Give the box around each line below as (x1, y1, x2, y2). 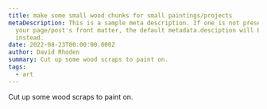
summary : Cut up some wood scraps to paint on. (8, 56, 169, 64)
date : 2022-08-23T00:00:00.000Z (8, 41, 115, 49)
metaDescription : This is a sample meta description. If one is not (8, 19, 240, 27)
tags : (8, 63, 26, 71)
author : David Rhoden (8, 48, 80, 56)
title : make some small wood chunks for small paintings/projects (8, 11, 233, 20)
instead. (15, 33, 44, 42)
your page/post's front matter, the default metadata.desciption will (15, 26, 254, 34)
